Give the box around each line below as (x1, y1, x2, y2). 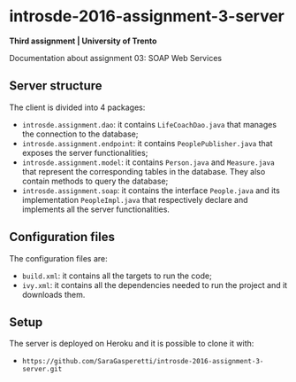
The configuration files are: (9, 253, 108, 263)
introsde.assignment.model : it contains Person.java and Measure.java (21, 157, 276, 168)
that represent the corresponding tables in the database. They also (21, 166, 266, 176)
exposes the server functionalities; (21, 147, 148, 158)
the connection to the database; (21, 129, 139, 139)
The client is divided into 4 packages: (9, 102, 146, 113)
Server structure (9, 78, 103, 94)
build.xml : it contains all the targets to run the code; (21, 270, 212, 281)
